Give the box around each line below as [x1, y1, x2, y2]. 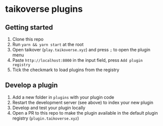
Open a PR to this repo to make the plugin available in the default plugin [12, 110, 158, 116]
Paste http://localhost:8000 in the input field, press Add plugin [12, 57, 143, 63]
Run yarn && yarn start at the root [12, 42, 84, 47]
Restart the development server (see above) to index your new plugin [12, 99, 154, 105]
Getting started [5, 23, 53, 32]
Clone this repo [12, 36, 43, 42]
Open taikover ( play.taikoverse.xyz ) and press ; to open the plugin [12, 47, 151, 52]
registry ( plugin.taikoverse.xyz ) [12, 115, 79, 121]
